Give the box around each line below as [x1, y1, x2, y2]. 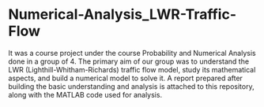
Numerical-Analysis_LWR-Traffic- [8, 6, 237, 24]
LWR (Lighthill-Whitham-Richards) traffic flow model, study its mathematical [8, 65, 256, 74]
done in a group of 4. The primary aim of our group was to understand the [8, 57, 250, 66]
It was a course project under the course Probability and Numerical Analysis [8, 48, 256, 57]
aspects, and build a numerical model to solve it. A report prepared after [8, 73, 243, 83]
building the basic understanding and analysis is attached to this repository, [8, 81, 255, 91]
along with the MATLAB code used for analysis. [8, 90, 163, 99]
